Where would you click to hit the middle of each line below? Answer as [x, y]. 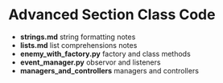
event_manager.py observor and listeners [90, 62]
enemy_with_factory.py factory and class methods [105, 53]
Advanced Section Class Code [112, 15]
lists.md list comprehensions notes [78, 45]
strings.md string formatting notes [78, 37]
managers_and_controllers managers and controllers [109, 70]
